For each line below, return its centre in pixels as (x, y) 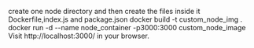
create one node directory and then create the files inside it (104, 11)
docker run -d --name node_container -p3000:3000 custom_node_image (127, 27)
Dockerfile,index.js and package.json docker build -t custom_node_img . (125, 19)
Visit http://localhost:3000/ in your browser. (79, 36)
